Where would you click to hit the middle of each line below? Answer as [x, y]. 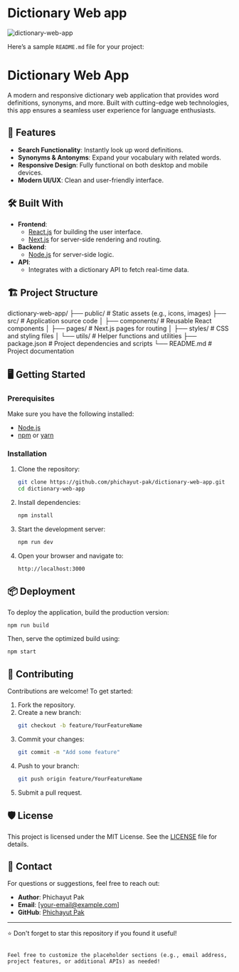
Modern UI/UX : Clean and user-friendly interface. [91, 180]
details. [18, 844]
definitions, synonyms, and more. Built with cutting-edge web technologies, [118, 103]
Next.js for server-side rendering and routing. [95, 239]
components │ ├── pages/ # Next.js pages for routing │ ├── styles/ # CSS [118, 328]
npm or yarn [36, 435]
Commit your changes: [51, 739]
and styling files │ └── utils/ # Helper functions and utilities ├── [102, 336]
